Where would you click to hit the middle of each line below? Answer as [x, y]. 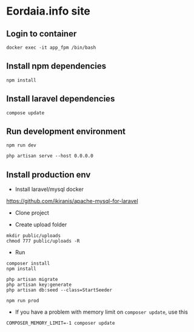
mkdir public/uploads [34, 236]
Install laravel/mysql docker [49, 189]
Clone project [32, 213]
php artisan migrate [32, 280]
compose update [25, 113]
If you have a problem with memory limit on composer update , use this [101, 312]
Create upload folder [41, 225]
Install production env [48, 175]
